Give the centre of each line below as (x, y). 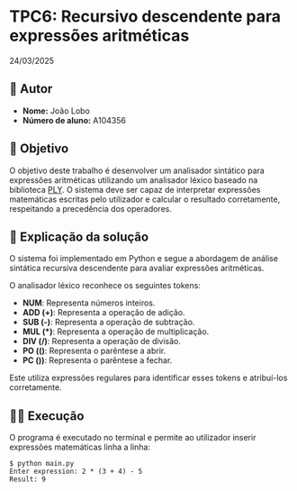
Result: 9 (28, 479)
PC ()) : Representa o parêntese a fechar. (97, 360)
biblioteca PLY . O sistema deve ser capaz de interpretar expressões (135, 189)
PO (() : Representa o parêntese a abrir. (94, 351)
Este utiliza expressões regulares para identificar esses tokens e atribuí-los (148, 378)
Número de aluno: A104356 (74, 120)
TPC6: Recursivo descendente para (145, 17)
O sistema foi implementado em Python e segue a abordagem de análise (144, 259)
